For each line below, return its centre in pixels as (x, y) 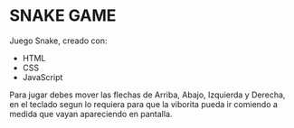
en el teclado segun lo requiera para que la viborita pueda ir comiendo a (144, 104)
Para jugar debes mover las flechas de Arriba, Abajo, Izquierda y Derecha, (147, 95)
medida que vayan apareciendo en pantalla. (91, 114)
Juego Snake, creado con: (58, 41)
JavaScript (43, 77)
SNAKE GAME (63, 16)
